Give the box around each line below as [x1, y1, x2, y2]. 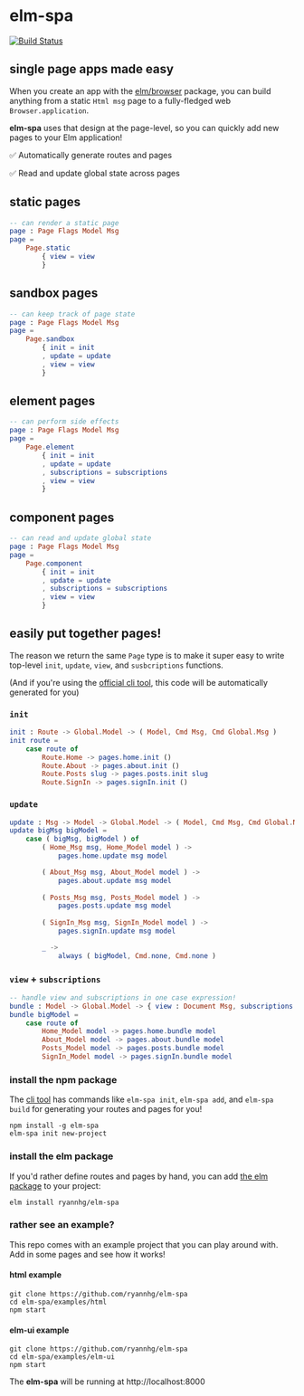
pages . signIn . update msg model [57, 926, 176, 936]
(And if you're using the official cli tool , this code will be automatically [9, 677, 269, 688]
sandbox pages [9, 286, 99, 301]
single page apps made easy [9, 62, 175, 77]
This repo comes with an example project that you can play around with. [9, 1239, 279, 1249]
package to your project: [9, 1180, 101, 1191]
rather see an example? [9, 1219, 115, 1231]
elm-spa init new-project [9, 1129, 107, 1138]
